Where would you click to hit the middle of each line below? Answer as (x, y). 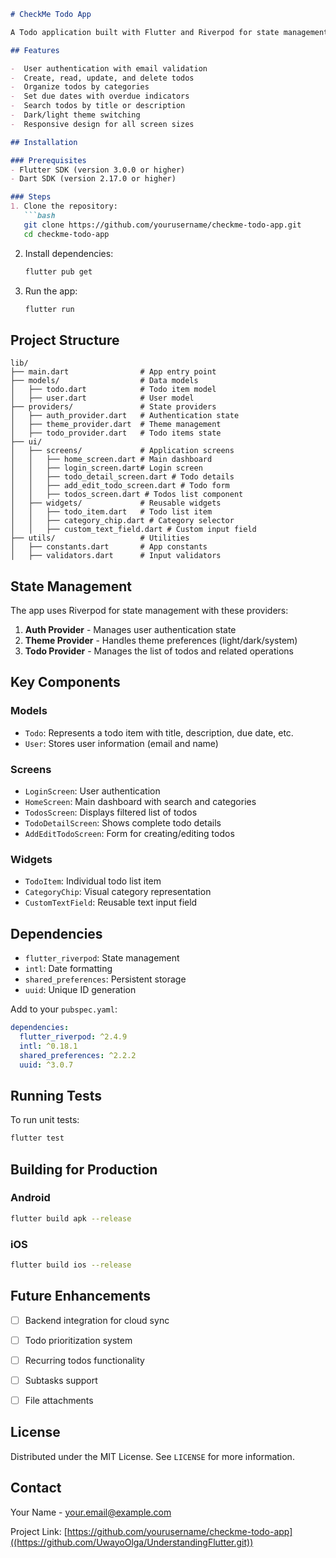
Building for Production (84, 1169)
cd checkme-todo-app (66, 234)
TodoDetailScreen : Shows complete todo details (123, 822)
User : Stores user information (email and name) (121, 743)
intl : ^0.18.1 (48, 1046)
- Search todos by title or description (98, 106)
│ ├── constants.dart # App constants (109, 547)
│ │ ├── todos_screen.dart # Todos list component (127, 495)
